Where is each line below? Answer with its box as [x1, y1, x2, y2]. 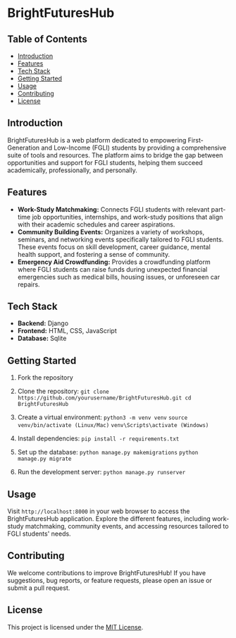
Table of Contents [7, 33, 88, 45]
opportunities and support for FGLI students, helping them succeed [7, 158, 203, 167]
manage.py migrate [17, 455, 72, 463]
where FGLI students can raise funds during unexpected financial [17, 265, 208, 273]
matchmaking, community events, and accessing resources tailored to [25, 522, 229, 531]
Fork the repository [17, 373, 74, 382]
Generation [7, 143, 40, 152]
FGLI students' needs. [7, 529, 72, 538]
